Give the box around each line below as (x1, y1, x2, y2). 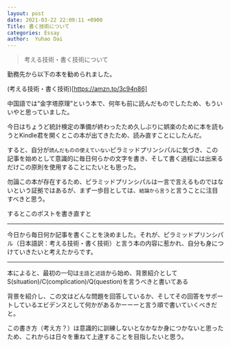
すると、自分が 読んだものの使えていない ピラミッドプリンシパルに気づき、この (7, 146, 219, 154)
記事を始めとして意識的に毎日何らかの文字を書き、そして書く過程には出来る (7, 154, 223, 162)
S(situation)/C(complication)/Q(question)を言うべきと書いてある (7, 277, 189, 286)
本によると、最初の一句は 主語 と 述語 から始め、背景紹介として (7, 269, 178, 277)
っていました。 (30, 108, 74, 116)
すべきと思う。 (7, 195, 49, 203)
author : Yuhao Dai (7, 36, 63, 43)
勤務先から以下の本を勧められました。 (7, 70, 115, 78)
